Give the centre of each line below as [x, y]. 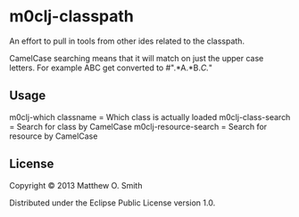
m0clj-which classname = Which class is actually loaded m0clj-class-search [150, 117]
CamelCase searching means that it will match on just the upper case [137, 58]
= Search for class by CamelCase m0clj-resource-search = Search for [138, 126]
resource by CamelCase [54, 136]
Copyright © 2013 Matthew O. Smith [76, 185]
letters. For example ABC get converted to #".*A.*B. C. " [111, 68]
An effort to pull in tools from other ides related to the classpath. [127, 41]
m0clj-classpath [71, 16]
